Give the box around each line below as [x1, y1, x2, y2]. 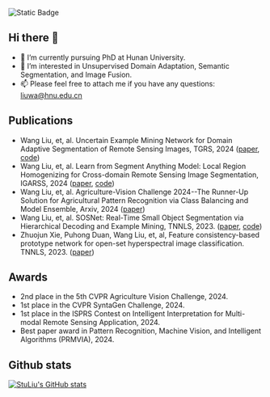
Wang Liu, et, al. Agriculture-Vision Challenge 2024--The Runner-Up [19, 187, 249, 196]
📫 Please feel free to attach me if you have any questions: [19, 78, 216, 88]
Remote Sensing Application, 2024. [43, 318, 160, 327]
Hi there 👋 [8, 31, 59, 44]
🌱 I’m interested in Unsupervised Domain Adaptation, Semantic [19, 61, 230, 70]
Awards [8, 271, 49, 285]
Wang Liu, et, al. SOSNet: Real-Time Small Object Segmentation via [19, 213, 244, 222]
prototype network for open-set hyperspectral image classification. [19, 239, 245, 248]
